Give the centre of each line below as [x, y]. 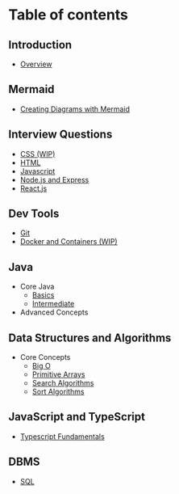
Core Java [37, 287]
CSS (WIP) [37, 154]
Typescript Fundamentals [62, 436]
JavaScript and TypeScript [77, 417]
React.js [33, 188]
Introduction [40, 45]
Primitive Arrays [58, 374]
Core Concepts [45, 357]
